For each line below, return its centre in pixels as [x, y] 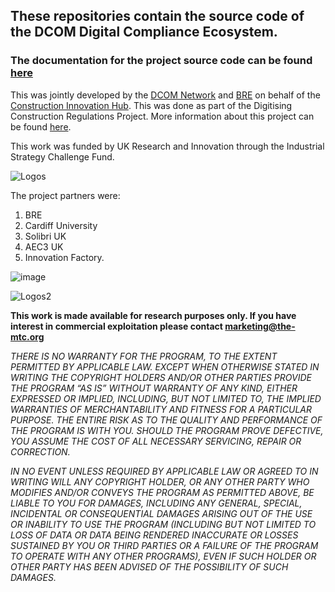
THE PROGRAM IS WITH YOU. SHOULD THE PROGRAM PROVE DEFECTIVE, [167, 430]
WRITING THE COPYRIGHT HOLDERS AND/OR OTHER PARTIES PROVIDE [161, 377]
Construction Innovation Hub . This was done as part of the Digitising [151, 105]
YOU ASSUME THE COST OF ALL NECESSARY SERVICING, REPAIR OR [156, 441]
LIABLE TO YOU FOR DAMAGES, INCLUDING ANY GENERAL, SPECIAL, [156, 503]
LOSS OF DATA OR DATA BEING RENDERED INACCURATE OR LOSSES [154, 535]
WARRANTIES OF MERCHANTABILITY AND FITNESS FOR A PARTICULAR [161, 409]
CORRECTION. [40, 451]
